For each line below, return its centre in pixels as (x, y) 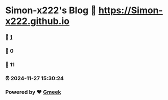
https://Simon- (131, 10)
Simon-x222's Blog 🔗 (51, 10)
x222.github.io (38, 21)
